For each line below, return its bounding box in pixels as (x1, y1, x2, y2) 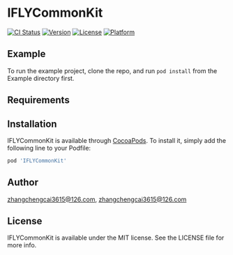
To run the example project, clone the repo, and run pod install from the (7, 66, 218, 75)
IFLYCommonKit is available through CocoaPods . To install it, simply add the (7, 136, 227, 144)
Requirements (7, 94, 70, 106)
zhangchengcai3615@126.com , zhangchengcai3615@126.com (7, 195, 187, 203)
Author (7, 176, 38, 189)
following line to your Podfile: (7, 144, 91, 152)
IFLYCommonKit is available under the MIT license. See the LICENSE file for (7, 233, 225, 242)
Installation (7, 118, 57, 130)
